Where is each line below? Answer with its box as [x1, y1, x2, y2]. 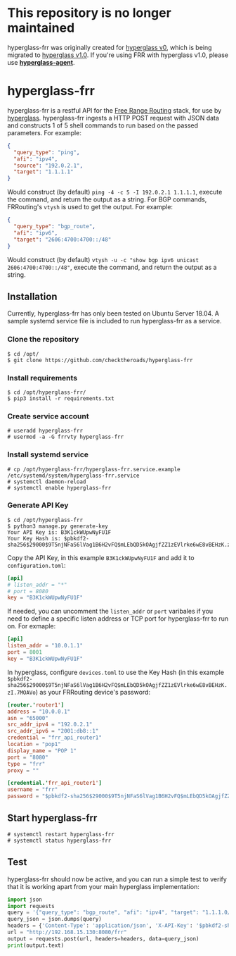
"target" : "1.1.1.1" [13, 168, 74, 175]
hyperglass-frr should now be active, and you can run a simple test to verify [7, 875, 227, 883]
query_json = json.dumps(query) [7, 916, 102, 923]
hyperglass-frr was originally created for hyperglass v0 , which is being [7, 43, 212, 51]
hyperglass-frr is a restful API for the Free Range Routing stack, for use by [7, 106, 222, 114]
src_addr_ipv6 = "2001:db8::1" [7, 728, 99, 735]
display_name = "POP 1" [7, 747, 77, 755]
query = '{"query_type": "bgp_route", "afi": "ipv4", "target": [7, 909, 199, 917]
